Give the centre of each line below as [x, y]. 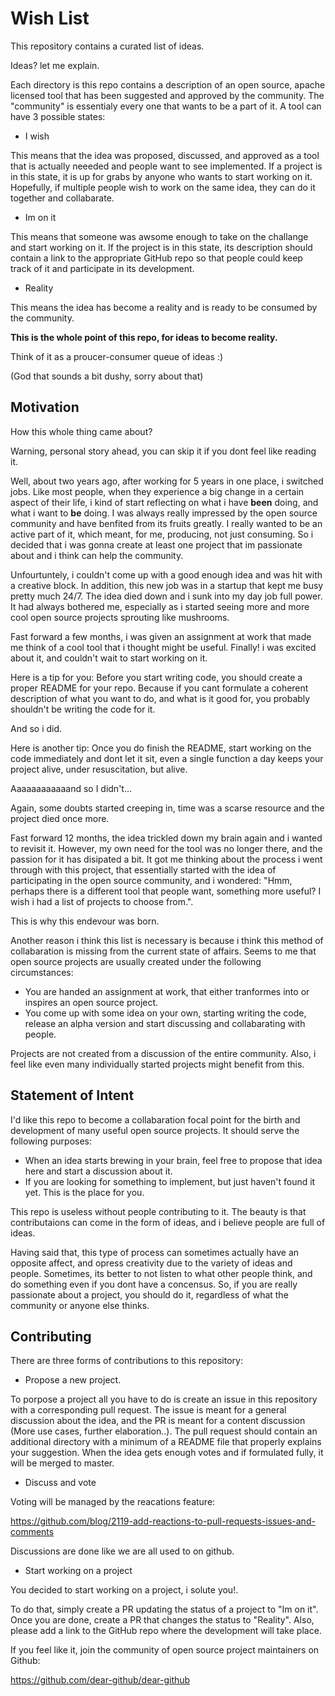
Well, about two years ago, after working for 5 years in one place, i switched [167, 481]
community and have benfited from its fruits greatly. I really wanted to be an [166, 523]
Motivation [45, 407]
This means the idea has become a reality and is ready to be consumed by [164, 307]
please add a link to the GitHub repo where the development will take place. [166, 1631]
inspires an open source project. [91, 1002]
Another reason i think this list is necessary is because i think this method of [167, 940]
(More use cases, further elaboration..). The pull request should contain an [164, 1431]
